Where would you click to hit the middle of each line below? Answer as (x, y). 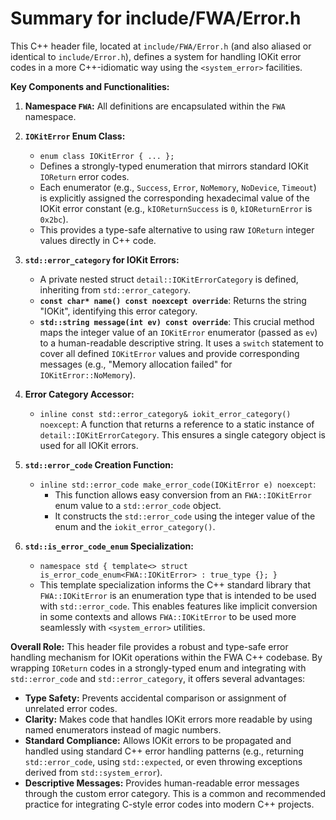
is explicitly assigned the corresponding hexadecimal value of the (174, 198)
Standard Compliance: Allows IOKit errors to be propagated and (158, 740)
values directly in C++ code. (98, 240)
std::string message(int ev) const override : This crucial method (177, 321)
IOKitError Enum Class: (75, 136)
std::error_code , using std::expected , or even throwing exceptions (163, 761)
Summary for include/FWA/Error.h (156, 18)
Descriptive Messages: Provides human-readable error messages (162, 783)
